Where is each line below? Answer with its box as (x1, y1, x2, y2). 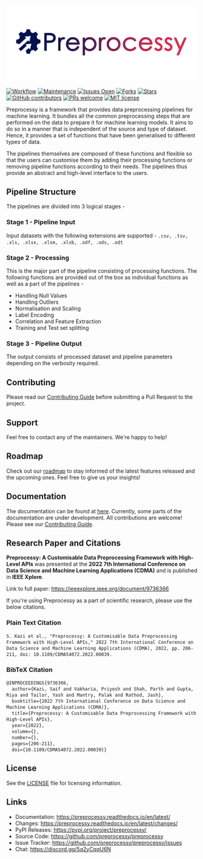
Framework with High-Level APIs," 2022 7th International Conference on (6, 639, 194, 645)
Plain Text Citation (6, 618, 62, 627)
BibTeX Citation (6, 665, 53, 674)
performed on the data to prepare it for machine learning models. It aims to (6, 118, 193, 126)
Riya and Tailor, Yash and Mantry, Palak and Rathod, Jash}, (6, 692, 164, 698)
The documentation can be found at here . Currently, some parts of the (6, 507, 182, 515)
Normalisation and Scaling (15, 305, 81, 312)
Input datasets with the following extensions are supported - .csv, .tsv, (6, 231, 188, 239)
